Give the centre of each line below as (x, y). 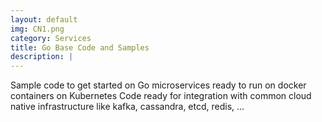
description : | (42, 57)
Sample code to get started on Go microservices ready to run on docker (158, 85)
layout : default (44, 19)
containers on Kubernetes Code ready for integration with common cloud (161, 96)
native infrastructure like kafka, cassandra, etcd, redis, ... (127, 107)
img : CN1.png (37, 29)
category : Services (51, 38)
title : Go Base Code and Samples (80, 47)
